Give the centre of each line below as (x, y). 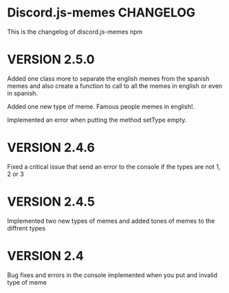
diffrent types (26, 228)
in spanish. (22, 93)
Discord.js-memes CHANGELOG (101, 13)
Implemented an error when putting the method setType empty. (97, 120)
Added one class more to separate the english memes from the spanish (108, 78)
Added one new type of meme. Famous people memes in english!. (101, 106)
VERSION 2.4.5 (51, 202)
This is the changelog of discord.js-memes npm (75, 32)
